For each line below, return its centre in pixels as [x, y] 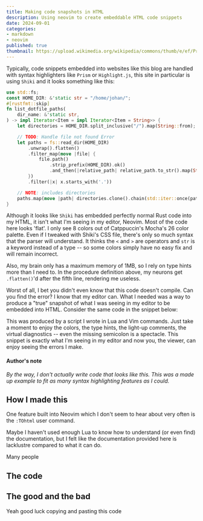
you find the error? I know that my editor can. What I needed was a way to [98, 297]
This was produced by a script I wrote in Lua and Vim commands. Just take [100, 322]
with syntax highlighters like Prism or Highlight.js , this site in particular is [98, 75]
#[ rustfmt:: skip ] [28, 103]
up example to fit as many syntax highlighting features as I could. [88, 381]
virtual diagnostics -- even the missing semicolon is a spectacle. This [92, 334]
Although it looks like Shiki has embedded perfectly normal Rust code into [99, 216]
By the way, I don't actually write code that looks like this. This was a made [100, 374]
